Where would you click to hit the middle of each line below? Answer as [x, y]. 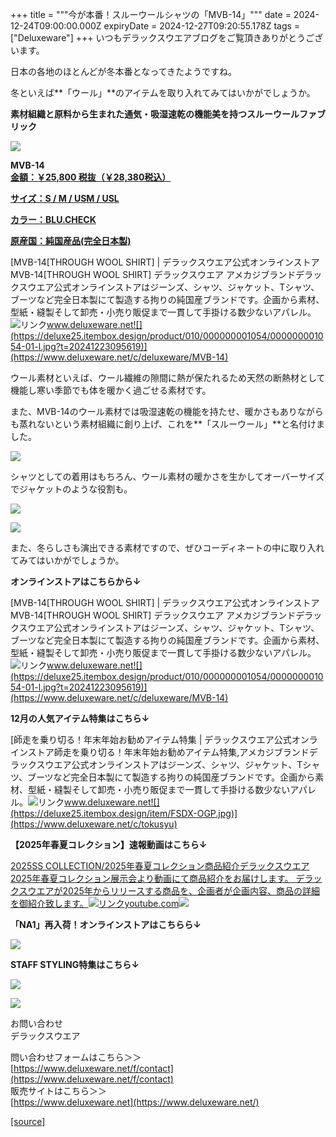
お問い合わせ [36, 1023]
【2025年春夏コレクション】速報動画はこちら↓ [109, 844]
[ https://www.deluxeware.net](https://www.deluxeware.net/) [135, 1102]
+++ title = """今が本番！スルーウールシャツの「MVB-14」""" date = [151, 14]
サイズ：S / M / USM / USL [65, 198]
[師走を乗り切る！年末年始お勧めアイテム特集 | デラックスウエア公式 [151, 739]
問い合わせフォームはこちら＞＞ [76, 1057]
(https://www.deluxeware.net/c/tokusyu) [94, 824]
